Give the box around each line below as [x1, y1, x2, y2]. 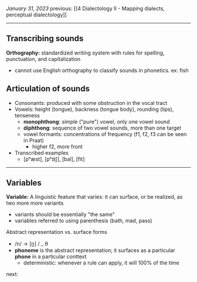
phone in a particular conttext [14, 253, 87, 260]
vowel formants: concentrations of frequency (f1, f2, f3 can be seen [23, 130, 187, 137]
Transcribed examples [14, 149, 69, 156]
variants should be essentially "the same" [14, 211, 116, 218]
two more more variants [6, 199, 64, 207]
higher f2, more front [32, 143, 83, 150]
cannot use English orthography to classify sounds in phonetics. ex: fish [14, 67, 189, 74]
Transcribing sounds [6, 33, 84, 43]
